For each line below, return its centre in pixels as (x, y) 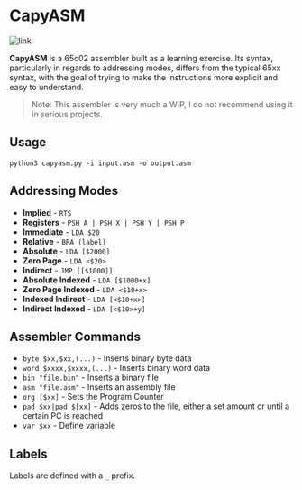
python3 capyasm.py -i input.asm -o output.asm (101, 163)
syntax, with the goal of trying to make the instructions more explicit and (143, 77)
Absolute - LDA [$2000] (66, 251)
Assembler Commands (75, 336)
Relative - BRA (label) (64, 241)
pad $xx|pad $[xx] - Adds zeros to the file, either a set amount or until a (156, 406)
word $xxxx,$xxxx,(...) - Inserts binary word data (116, 368)
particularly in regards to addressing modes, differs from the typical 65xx (145, 68)
